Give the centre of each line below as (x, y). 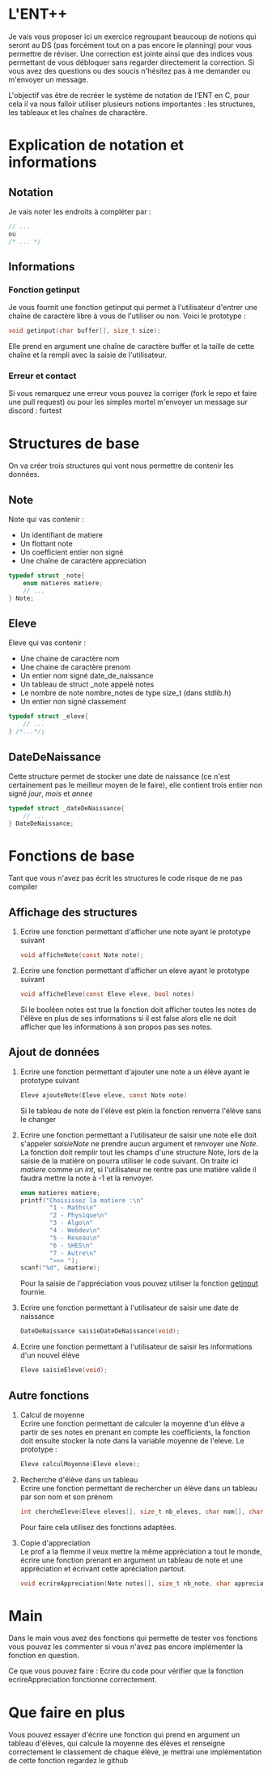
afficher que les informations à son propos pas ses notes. (116, 1027)
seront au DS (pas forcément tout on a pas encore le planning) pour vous (130, 45)
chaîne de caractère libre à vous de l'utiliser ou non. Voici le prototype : (127, 316)
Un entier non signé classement (73, 702)
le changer (38, 1119)
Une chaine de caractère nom (70, 659)
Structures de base (74, 443)
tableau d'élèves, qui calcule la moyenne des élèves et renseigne (117, 1743)
